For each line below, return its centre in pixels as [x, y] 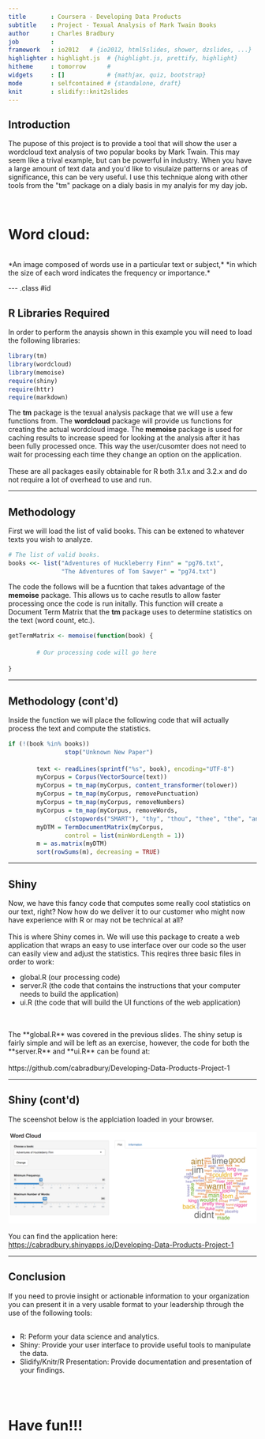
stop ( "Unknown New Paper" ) [109, 752]
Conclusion [37, 1277]
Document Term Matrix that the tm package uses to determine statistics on [130, 611]
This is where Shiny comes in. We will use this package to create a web [124, 937]
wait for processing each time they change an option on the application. [125, 455]
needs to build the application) [69, 994]
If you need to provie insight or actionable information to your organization [129, 1296]
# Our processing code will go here [97, 652]
